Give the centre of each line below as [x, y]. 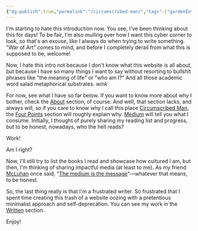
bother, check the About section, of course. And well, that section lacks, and [99, 102]
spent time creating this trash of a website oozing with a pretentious [89, 197]
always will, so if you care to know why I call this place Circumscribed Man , [98, 108]
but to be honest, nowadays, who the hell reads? [65, 126]
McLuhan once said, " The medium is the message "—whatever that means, [97, 173]
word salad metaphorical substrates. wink [57, 84]
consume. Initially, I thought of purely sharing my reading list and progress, [97, 120]
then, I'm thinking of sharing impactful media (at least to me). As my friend [96, 167]
